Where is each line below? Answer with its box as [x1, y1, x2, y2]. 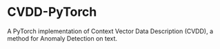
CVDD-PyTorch [7, 4, 97, 20]
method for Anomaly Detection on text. [7, 34, 118, 42]
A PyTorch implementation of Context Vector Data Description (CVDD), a [7, 27, 214, 35]
